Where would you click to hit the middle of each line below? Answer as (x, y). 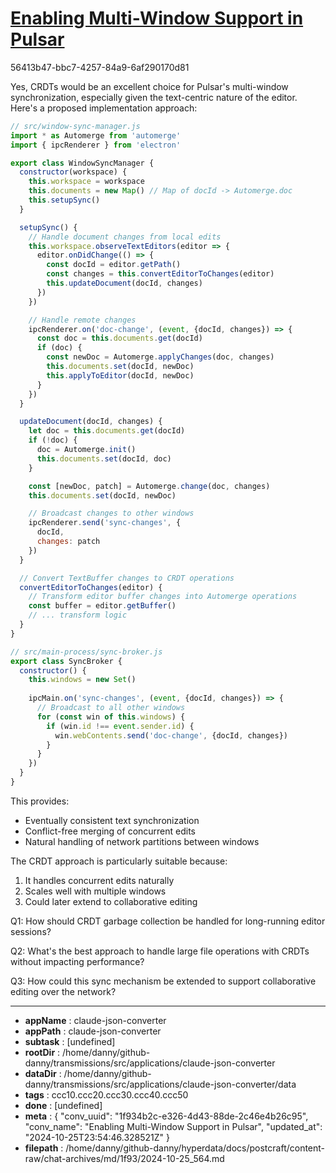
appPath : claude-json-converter (93, 1031)
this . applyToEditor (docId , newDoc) (120, 375)
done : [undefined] (63, 1105)
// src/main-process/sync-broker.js (86, 652)
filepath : (44, 1148)
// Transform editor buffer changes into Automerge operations (163, 597)
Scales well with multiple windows (95, 891)
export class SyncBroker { (66, 661)
